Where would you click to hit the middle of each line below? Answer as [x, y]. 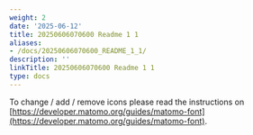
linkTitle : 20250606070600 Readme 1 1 [82, 68]
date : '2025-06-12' [46, 26]
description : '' [40, 59]
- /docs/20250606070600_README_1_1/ [78, 51]
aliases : [26, 43]
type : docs [30, 76]
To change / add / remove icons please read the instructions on [127, 102]
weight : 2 [28, 18]
